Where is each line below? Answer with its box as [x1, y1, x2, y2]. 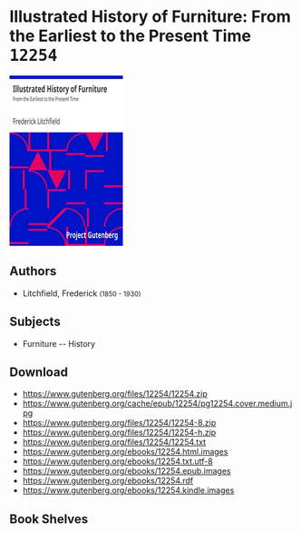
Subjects [9, 314, 61, 330]
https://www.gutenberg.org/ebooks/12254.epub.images [22, 466, 231, 477]
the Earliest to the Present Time [9, 25, 252, 46]
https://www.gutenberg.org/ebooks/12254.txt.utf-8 [22, 456, 213, 467]
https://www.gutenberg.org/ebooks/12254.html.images [22, 447, 228, 458]
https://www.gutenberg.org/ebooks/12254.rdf [22, 475, 194, 487]
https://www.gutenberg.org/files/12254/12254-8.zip [22, 418, 217, 429]
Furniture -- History [22, 338, 96, 349]
